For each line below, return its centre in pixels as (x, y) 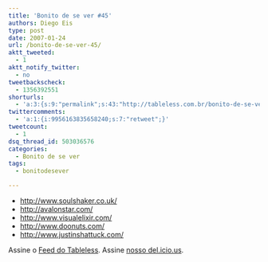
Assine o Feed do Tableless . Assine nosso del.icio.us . (96, 250)
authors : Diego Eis (41, 23)
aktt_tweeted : (32, 53)
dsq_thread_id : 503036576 (51, 141)
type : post (26, 30)
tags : (17, 164)
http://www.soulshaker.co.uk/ (68, 201)
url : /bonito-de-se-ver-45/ (55, 45)
